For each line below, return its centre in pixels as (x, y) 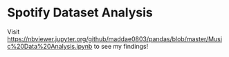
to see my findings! (121, 46)
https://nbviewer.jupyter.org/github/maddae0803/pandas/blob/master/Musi (115, 38)
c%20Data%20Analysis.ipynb (50, 46)
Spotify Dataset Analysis (80, 13)
